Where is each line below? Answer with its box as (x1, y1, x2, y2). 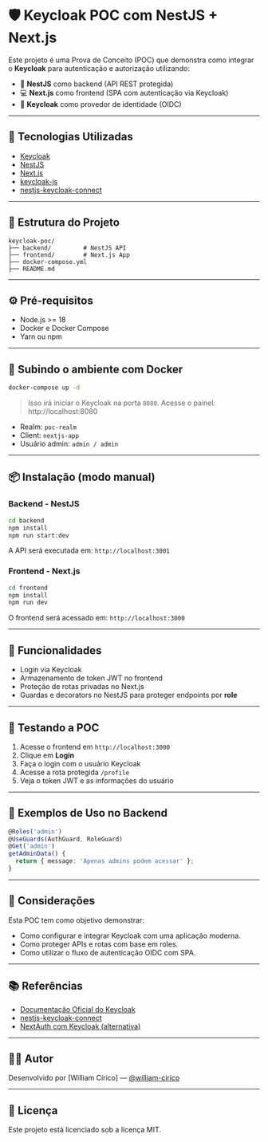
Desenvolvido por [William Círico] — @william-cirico (8, 1073, 180, 1083)
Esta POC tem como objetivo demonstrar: (8, 915, 145, 925)
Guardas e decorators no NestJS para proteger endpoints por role (19, 691, 238, 700)
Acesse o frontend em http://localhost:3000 (19, 742, 170, 751)
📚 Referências (8, 979, 84, 993)
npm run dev (8, 599, 48, 607)
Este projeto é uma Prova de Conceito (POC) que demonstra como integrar (8, 55, 254, 65)
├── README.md (8, 265, 56, 273)
